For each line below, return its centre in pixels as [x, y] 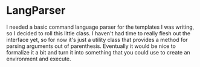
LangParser [36, 10]
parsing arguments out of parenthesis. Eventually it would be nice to [91, 46]
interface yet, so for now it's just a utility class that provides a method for [97, 39]
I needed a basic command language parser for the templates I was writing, [100, 27]
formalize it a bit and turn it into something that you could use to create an [98, 52]
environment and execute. [39, 59]
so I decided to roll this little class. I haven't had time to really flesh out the [98, 33]
